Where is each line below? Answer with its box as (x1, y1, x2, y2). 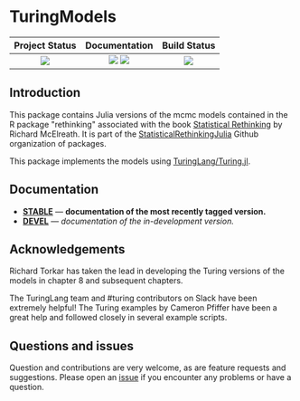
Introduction (9, 85, 81, 100)
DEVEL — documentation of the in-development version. (22, 215, 235, 226)
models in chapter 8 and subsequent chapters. (9, 275, 183, 286)
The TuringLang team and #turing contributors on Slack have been (9, 292, 258, 304)
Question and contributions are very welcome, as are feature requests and (9, 362, 286, 373)
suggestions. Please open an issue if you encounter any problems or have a (9, 372, 292, 383)
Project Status (14, 39, 77, 52)
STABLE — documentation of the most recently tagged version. (22, 205, 267, 216)
